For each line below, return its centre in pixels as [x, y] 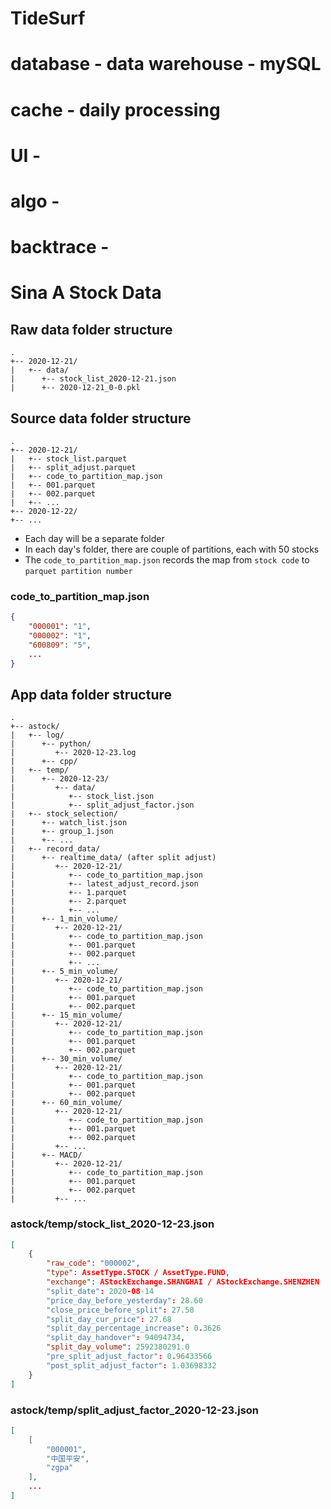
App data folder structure [91, 694]
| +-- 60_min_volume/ [66, 1103]
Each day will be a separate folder [94, 538]
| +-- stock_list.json [82, 797]
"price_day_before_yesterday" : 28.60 [124, 1300]
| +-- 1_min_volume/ [64, 919]
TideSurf [48, 18]
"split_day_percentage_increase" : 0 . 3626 [134, 1328]
